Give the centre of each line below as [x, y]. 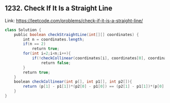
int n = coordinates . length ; [54, 39]
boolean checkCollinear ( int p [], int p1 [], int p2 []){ [73, 82]
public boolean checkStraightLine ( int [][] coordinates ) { [76, 35]
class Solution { [23, 30]
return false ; [56, 63]
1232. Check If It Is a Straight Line [59, 8]
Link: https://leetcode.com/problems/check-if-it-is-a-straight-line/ [74, 20]
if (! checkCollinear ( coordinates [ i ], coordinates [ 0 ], [89, 58]
